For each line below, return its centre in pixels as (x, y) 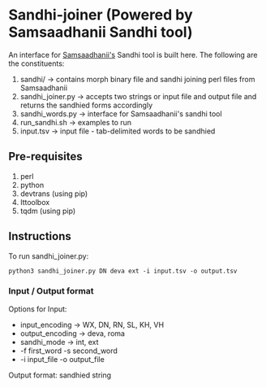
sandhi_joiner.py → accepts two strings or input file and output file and (138, 96)
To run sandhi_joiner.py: (49, 256)
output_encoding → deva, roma (73, 333)
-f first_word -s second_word (69, 351)
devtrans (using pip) (54, 194)
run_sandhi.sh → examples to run (76, 122)
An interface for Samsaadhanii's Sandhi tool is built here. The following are (133, 54)
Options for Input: (38, 309)
